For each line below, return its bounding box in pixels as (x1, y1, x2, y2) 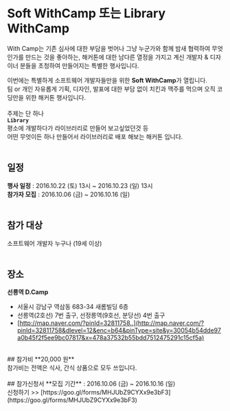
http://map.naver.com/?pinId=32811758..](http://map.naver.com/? (19, 319, 205, 327)
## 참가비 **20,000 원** (7, 355, 75, 363)
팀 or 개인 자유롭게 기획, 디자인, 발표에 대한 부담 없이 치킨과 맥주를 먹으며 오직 (7, 85, 216, 93)
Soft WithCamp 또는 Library (7, 6, 166, 21)
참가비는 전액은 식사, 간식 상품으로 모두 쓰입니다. (7, 363, 137, 372)
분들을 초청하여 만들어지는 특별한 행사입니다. (19, 61, 139, 70)
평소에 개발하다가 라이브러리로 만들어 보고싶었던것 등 (7, 124, 149, 132)
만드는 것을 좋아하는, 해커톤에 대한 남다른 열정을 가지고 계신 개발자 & (25, 52, 209, 61)
